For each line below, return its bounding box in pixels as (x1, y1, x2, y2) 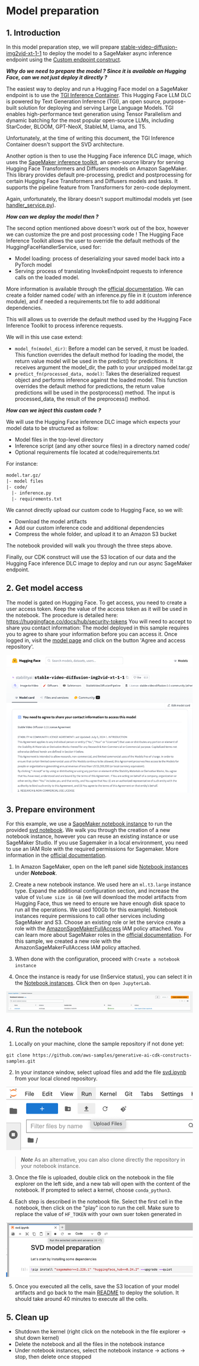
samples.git (6, 1058, 36, 1064)
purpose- (162, 98, 187, 105)
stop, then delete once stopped (14, 1353, 92, 1361)
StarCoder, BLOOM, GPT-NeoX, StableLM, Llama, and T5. (6, 123, 147, 130)
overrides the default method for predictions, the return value (14, 383, 165, 389)
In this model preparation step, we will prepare (6, 43, 120, 50)
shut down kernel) (14, 1335, 59, 1342)
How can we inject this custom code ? (6, 407, 102, 414)
